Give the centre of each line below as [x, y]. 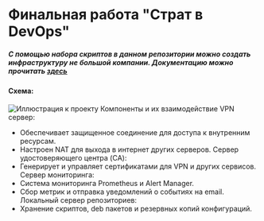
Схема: [21, 91]
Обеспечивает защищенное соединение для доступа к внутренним [135, 132]
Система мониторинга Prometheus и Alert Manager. [107, 183]
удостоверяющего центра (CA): [73, 157]
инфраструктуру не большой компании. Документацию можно [121, 62]
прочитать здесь [38, 71]
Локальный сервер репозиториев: [78, 200]
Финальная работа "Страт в [106, 15]
